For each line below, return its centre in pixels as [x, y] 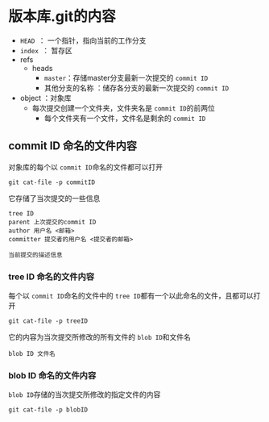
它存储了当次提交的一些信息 [54, 198]
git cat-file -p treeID [48, 321]
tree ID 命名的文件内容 [52, 277]
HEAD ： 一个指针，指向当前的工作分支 [83, 40]
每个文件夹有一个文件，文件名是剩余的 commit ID [125, 118]
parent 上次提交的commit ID [52, 222]
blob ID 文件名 [32, 354]
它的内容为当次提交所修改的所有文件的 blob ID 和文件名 [100, 337]
